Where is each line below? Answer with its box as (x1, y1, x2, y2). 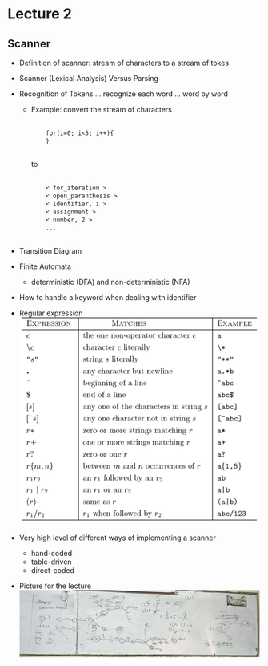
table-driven (30, 557, 73, 567)
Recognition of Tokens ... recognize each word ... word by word (18, 89, 229, 99)
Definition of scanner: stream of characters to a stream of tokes (18, 58, 230, 67)
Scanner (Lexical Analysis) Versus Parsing (18, 74, 159, 83)
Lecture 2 (7, 5, 73, 23)
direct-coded (30, 565, 75, 575)
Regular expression (18, 308, 83, 318)
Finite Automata (18, 262, 72, 271)
